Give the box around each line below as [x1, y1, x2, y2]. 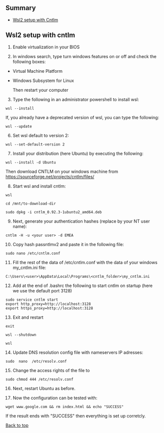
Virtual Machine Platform [12, 68, 63, 74]
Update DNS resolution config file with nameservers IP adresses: [12, 349, 143, 355]
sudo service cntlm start [5, 297, 58, 302]
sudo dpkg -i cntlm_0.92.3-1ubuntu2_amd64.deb [5, 209, 102, 214]
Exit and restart [12, 314, 43, 320]
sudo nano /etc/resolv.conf [5, 359, 67, 364]
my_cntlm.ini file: [12, 265, 46, 270]
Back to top [5, 422, 29, 428]
